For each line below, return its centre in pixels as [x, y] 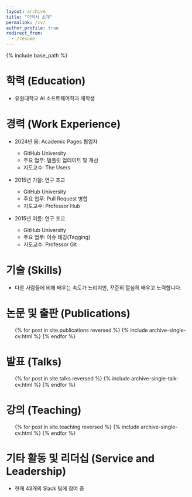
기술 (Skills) [34, 270]
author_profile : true [32, 28]
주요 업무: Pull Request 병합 [55, 198]
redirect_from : [25, 33]
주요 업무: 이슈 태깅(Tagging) [57, 237]
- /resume [23, 39]
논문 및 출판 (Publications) [68, 314]
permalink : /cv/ [26, 22]
